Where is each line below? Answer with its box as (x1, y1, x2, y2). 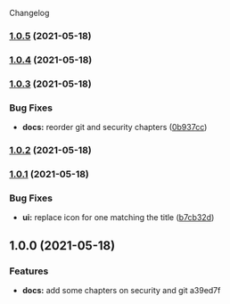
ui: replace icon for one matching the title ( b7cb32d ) (21, 212, 215, 223)
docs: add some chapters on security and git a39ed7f (21, 284, 221, 295)
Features (9, 265, 49, 277)
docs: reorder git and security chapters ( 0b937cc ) (21, 122, 208, 133)
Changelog (9, 8, 50, 18)
